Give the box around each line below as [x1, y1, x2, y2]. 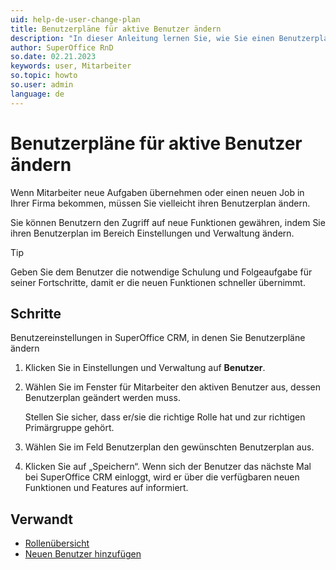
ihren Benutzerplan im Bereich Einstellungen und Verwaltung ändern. [10, 227, 295, 239]
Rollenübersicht [24, 537, 90, 550]
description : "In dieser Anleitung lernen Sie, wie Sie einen [10, 33, 275, 43]
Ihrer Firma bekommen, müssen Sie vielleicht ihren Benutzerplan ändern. [10, 197, 311, 209]
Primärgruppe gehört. [24, 422, 115, 434]
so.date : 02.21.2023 [10, 52, 97, 62]
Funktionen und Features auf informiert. [24, 482, 189, 494]
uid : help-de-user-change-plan [10, 14, 141, 25]
